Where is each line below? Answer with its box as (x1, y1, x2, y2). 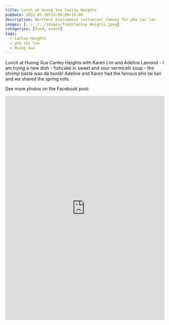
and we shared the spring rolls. (5, 76, 70, 82)
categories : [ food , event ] (5, 27, 63, 32)
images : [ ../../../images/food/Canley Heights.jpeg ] (5, 21, 120, 27)
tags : (5, 31, 17, 36)
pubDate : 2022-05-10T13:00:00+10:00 (5, 12, 83, 17)
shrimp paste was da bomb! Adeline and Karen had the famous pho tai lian (5, 70, 162, 77)
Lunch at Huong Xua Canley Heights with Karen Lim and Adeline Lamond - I (5, 59, 164, 65)
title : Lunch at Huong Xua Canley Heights (5, 7, 97, 13)
